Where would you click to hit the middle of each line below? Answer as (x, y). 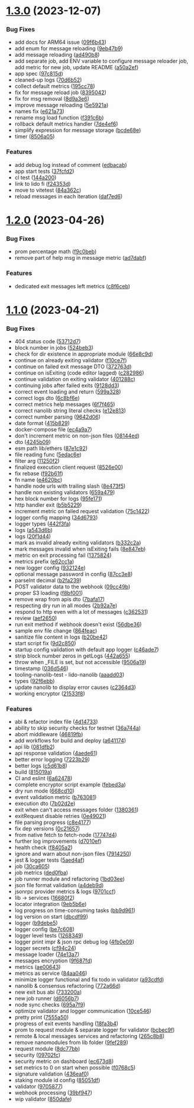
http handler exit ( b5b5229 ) (48, 505)
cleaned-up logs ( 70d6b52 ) (48, 80)
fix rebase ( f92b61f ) (39, 474)
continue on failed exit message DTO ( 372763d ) (73, 367)
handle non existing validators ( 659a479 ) (65, 492)
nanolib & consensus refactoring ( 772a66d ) (68, 986)
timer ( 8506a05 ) (35, 137)
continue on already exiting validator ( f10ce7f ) (71, 360)
